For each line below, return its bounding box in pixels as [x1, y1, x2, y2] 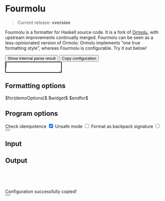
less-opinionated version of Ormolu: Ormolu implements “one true [5, 39, 141, 45]
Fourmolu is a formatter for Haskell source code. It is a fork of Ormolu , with [5, 29, 159, 35]
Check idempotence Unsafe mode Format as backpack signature [5, 123, 154, 129]
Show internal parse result [7, 55, 56, 61]
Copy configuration [62, 55, 97, 61]
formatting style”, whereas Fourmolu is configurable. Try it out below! [5, 45, 147, 51]
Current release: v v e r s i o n [17, 19, 71, 25]
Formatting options [5, 82, 66, 90]
